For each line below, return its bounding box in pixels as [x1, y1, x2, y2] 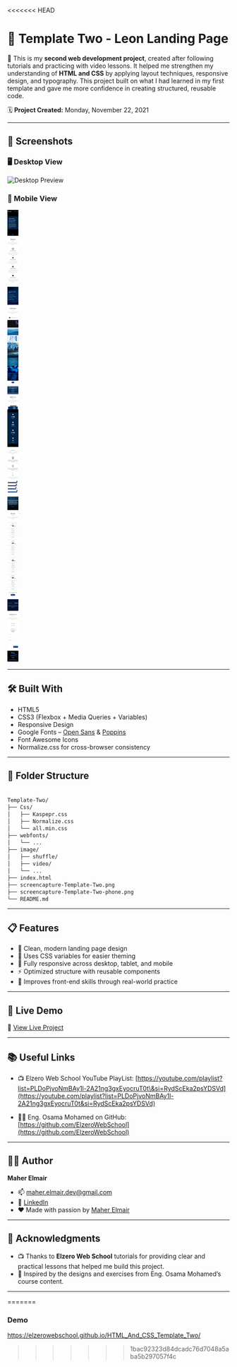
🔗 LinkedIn [17, 1197, 49, 1207]
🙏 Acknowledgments [7, 1233, 101, 1245]
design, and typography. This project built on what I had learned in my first [7, 76, 224, 85]
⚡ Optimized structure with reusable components [17, 967, 161, 976]
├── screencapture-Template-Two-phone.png [7, 888, 134, 896]
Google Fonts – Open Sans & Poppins [17, 728, 126, 736]
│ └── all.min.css [7, 824, 68, 832]
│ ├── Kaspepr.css [7, 810, 68, 818]
